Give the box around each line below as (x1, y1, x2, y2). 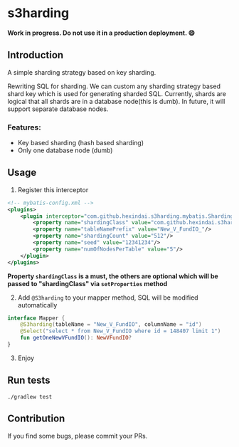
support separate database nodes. (7, 105, 109, 113)
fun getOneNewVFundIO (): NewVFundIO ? (20, 335, 132, 342)
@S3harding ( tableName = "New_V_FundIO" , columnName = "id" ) (20, 321, 202, 328)
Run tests (7, 374, 51, 386)
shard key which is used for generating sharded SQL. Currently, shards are (7, 89, 226, 98)
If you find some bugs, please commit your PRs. (7, 431, 148, 440)
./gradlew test (7, 393, 53, 400)
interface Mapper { (7, 315, 65, 322)
